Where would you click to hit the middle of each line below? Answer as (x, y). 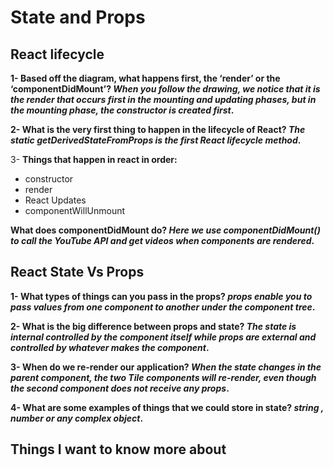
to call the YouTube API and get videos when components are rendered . (162, 240)
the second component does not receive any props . (120, 388)
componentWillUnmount (75, 210)
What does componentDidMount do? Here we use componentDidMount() (165, 230)
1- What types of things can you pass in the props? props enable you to (161, 296)
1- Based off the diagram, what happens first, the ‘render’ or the (145, 78)
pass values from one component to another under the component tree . (163, 307)
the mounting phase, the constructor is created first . (122, 110)
